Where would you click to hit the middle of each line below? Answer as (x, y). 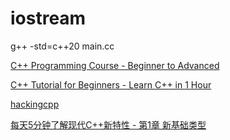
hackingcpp (35, 104)
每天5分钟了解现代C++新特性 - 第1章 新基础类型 (108, 124)
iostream (48, 18)
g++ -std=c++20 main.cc (62, 46)
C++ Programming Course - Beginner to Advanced (115, 65)
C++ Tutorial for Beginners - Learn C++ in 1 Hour (111, 84)
